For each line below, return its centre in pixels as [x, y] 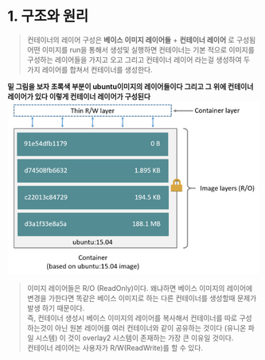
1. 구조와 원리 [48, 16]
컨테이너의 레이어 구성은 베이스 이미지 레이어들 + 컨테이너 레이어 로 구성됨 [141, 40]
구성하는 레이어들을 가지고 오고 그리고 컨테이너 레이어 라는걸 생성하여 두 [138, 60]
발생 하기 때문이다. [56, 308]
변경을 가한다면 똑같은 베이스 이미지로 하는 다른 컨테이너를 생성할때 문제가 [142, 298]
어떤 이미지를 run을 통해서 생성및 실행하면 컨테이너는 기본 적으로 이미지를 [141, 49]
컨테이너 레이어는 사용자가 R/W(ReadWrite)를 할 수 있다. [115, 347]
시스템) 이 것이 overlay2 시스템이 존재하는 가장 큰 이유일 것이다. [134, 338]
